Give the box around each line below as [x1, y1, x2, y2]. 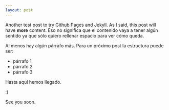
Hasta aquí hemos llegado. [5, 79, 61, 85]
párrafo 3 [12, 69, 33, 75]
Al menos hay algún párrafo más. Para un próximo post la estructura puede [5, 42, 164, 49]
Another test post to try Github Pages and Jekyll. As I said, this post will [5, 22, 156, 28]
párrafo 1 [12, 58, 32, 64]
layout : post [5, 7, 33, 13]
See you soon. [5, 99, 36, 105]
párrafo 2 [12, 63, 33, 69]
